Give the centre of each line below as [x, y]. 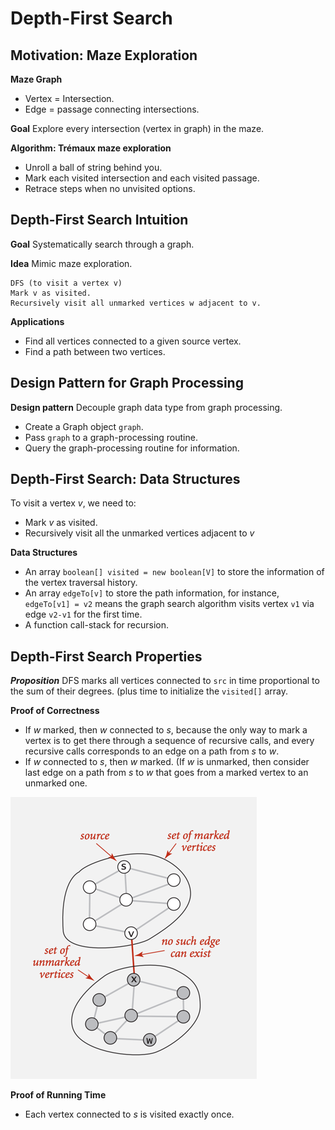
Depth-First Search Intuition [99, 220]
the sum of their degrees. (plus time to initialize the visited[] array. [149, 691]
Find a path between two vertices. [95, 351]
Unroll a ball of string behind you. [93, 167]
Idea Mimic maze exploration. [71, 263]
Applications [37, 321]
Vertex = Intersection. [69, 98]
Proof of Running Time [58, 1095]
